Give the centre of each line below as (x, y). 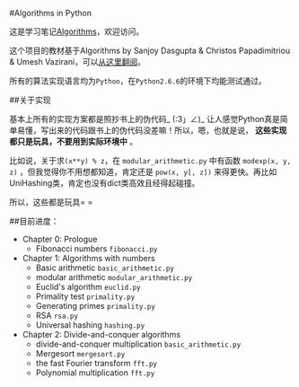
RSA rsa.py (57, 315)
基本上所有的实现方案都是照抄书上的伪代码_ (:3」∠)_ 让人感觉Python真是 (145, 119)
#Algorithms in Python (51, 13)
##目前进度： (34, 221)
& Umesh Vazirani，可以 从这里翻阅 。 (78, 62)
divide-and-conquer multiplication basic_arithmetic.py (138, 344)
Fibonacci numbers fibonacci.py (97, 249)
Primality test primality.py (85, 296)
